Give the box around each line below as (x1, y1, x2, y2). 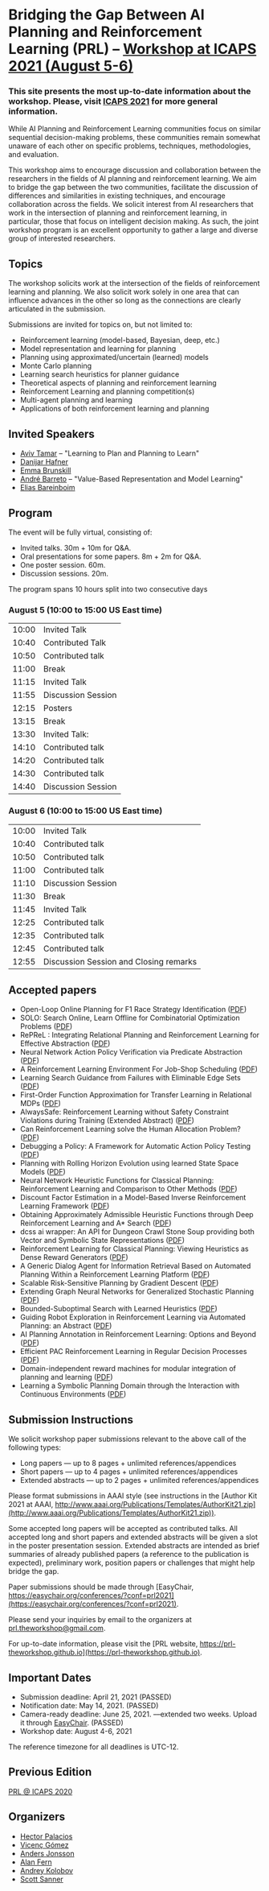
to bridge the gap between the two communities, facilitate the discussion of (8, 183, 259, 192)
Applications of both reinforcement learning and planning (19, 404, 210, 414)
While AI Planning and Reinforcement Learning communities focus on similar (8, 124, 261, 134)
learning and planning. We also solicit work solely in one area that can (8, 287, 239, 297)
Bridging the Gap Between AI (8, 6, 205, 24)
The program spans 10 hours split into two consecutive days (8, 584, 208, 593)
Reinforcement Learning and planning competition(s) (19, 386, 195, 396)
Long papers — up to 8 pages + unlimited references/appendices (19, 1459, 237, 1468)
